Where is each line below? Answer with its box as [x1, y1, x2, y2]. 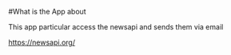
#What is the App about [8, 7, 86, 16]
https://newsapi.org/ [8, 37, 76, 47]
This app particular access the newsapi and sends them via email [8, 22, 224, 31]
